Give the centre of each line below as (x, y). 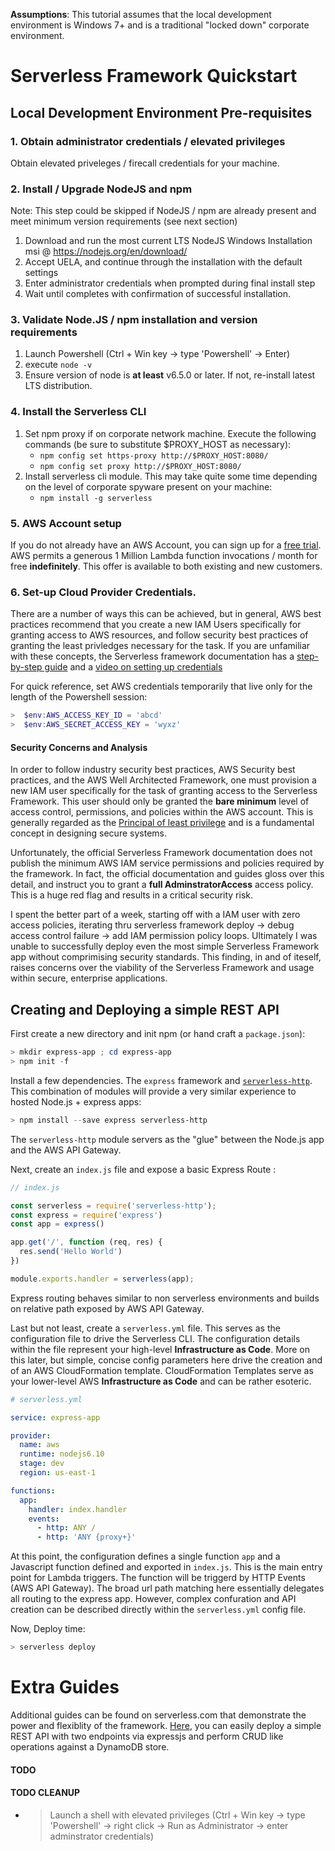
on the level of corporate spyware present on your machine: (148, 486)
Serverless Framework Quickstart (154, 76)
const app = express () (57, 1224)
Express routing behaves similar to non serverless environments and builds (165, 1298)
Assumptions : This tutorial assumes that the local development (141, 14)
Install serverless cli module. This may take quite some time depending (171, 476)
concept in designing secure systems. (88, 833)
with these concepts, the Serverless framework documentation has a (152, 656)
